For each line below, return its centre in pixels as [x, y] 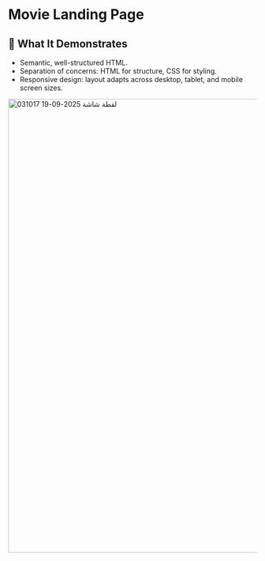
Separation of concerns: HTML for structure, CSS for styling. [118, 71]
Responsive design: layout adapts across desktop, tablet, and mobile [131, 79]
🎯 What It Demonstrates [68, 44]
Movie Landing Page [76, 15]
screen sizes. [41, 88]
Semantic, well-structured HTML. [73, 62]
